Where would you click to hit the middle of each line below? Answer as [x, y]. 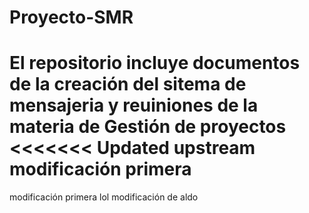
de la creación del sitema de [128, 84]
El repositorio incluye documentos [155, 63]
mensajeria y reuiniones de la [134, 105]
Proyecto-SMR [71, 17]
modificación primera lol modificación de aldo [104, 197]
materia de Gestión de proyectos [148, 127]
